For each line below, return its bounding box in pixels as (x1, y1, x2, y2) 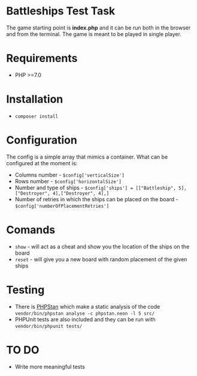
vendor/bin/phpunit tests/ (14, 323, 83, 329)
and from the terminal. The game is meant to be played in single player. (6, 30, 181, 37)
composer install (14, 113, 59, 120)
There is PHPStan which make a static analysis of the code (14, 303, 160, 310)
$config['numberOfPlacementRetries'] (14, 203, 110, 209)
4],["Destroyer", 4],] (53, 190, 110, 196)
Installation (6, 92, 63, 106)
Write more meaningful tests (14, 363, 85, 370)
